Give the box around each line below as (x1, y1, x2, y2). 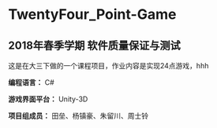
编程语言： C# (8, 78, 55, 87)
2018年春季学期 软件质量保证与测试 (8, 38, 181, 52)
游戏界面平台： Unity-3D (8, 94, 88, 104)
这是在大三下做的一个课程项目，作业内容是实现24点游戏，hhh (8, 61, 209, 70)
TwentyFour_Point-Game (8, 5, 177, 24)
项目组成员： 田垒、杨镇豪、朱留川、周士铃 (8, 112, 148, 120)
